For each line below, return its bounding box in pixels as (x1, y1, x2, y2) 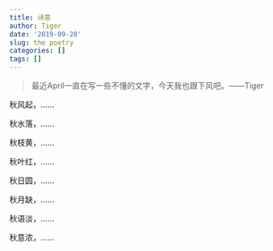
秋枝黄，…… (9, 138, 55, 147)
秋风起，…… (9, 99, 55, 110)
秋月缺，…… (9, 194, 55, 205)
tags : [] (9, 54, 42, 63)
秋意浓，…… (9, 232, 55, 242)
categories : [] (9, 46, 66, 55)
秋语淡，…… (9, 213, 55, 223)
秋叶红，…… (9, 156, 55, 166)
